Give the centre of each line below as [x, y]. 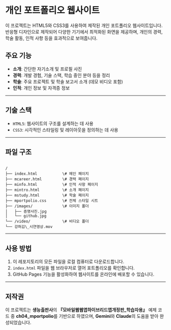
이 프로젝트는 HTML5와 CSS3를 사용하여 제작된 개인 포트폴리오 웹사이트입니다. [84, 25]
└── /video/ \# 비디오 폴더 [47, 221]
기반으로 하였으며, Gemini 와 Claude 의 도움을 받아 [109, 316]
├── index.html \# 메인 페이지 [47, 174]
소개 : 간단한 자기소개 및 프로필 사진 [47, 69]
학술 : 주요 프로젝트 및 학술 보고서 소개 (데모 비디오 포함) [68, 81]
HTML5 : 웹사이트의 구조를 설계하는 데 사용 [53, 123]
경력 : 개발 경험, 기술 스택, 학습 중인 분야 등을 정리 [61, 75]
